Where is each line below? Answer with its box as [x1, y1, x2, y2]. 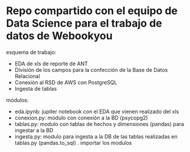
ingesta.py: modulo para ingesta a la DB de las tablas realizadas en [14, 133, 178, 140]
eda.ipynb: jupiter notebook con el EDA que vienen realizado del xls [14, 108, 179, 115]
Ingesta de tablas [14, 85, 57, 92]
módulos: [6, 96, 29, 104]
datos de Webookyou [6, 29, 113, 42]
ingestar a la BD [14, 127, 54, 134]
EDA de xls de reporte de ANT [14, 60, 89, 67]
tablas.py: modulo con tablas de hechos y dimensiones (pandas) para [14, 120, 185, 127]
